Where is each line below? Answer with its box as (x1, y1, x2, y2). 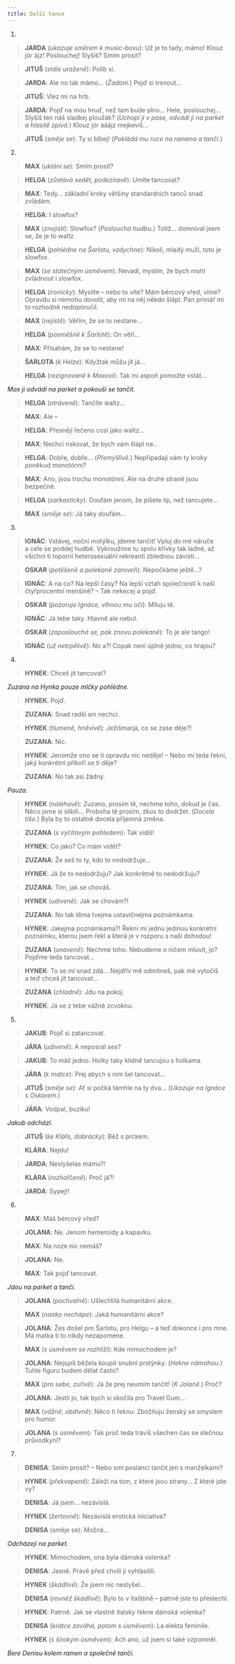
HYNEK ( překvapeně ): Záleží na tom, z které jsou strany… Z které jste (24, 1477, 227, 1485)
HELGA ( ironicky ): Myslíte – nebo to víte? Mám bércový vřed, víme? (24, 288, 221, 296)
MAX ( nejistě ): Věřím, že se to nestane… (24, 316, 143, 325)
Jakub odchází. (7, 1118, 53, 1127)
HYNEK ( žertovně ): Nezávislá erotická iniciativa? (24, 1511, 167, 1520)
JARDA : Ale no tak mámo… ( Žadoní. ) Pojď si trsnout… (24, 78, 182, 87)
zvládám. (24, 196, 52, 205)
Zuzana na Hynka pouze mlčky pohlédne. (7, 683, 129, 691)
